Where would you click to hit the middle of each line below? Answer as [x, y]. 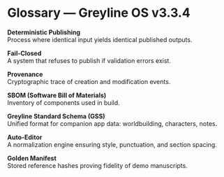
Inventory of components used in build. [64, 102]
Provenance [25, 74]
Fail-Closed [24, 53]
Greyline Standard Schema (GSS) [57, 116]
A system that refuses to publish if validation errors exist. [89, 60]
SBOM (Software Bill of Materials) [57, 95]
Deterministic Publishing [44, 32]
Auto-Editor [25, 137]
